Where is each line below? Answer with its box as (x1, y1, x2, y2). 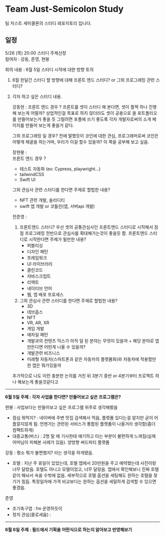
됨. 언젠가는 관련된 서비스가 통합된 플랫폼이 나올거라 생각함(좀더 (33, 421, 156, 427)
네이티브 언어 (27, 285, 53, 291)
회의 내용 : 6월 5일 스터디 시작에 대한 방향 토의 (5, 66, 94, 72)
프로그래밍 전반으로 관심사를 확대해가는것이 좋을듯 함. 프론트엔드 (25, 230, 148, 236)
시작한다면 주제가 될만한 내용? (28, 236, 86, 242)
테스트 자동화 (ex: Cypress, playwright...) (19, 166, 101, 172)
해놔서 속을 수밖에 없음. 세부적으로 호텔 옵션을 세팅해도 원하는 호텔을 (21, 472, 153, 478)
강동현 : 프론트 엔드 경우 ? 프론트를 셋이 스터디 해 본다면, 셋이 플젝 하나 (12, 104, 148, 110)
